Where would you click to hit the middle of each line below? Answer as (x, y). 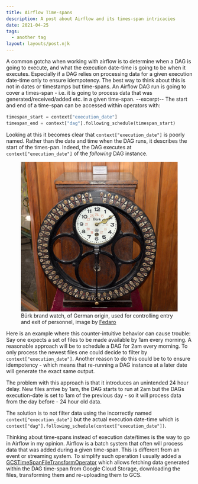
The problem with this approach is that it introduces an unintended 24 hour (98, 383)
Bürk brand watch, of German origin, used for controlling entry (97, 315)
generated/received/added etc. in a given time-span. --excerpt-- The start (97, 99)
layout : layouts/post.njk (38, 44)
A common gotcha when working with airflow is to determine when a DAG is (99, 61)
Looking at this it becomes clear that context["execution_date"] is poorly (95, 134)
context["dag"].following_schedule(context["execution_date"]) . (86, 425)
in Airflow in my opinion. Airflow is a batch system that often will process (95, 443)
